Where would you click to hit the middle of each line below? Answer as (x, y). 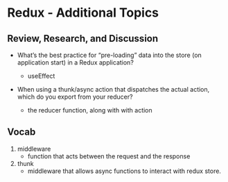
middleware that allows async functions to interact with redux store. (124, 171)
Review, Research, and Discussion (83, 39)
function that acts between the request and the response (109, 156)
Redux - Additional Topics (83, 13)
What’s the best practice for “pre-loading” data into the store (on (109, 55)
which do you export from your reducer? (75, 97)
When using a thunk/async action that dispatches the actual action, (113, 89)
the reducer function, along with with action (90, 110)
